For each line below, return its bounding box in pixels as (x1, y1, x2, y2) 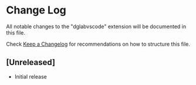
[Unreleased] (6, 57, 56, 67)
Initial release (14, 73, 47, 80)
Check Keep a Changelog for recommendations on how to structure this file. (6, 40, 191, 47)
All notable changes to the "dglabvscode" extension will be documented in (6, 23, 187, 30)
